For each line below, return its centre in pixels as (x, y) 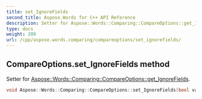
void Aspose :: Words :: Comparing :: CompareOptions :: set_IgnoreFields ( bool (98, 90)
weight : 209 (21, 34)
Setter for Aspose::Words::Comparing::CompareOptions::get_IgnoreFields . (98, 78)
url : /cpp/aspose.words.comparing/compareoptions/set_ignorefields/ (94, 40)
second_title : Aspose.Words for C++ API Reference (71, 18)
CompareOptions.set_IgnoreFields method (88, 64)
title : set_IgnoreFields (37, 12)
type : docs (20, 29)
